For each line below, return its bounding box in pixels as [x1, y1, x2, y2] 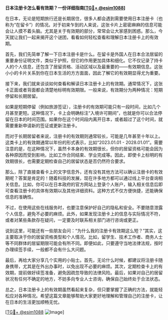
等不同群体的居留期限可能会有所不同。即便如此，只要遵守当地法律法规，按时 [5, 240, 163, 246]
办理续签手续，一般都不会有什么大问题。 [5, 246, 88, 252]
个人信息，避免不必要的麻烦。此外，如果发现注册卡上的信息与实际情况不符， [5, 211, 163, 217]
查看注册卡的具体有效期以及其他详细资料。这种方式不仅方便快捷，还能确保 [9, 188, 163, 193]
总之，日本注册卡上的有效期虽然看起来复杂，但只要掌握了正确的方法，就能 [5, 286, 158, 292]
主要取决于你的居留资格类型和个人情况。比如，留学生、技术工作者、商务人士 [5, 234, 163, 240]
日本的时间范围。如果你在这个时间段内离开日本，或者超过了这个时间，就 [13, 116, 163, 122]
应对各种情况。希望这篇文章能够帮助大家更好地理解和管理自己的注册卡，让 [9, 293, 163, 298]
